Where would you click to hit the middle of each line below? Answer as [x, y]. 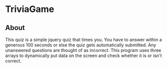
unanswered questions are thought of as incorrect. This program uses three [83, 50]
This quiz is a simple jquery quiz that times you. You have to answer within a [84, 39]
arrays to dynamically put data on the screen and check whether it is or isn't [83, 55]
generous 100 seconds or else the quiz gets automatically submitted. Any [81, 45]
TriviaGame [30, 9]
